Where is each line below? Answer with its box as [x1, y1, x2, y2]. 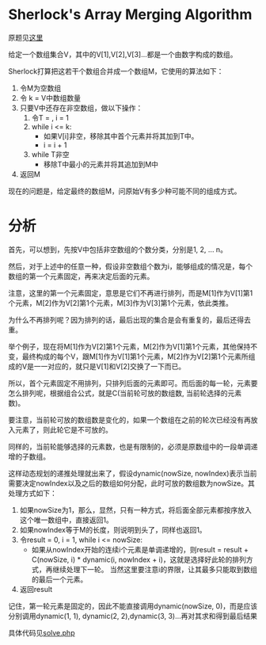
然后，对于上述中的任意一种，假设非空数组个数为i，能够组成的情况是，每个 [8, 261, 253, 271]
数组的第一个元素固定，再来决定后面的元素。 [8, 271, 154, 281]
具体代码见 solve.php [8, 628, 75, 637]
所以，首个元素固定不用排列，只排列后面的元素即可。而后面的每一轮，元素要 [8, 378, 258, 387]
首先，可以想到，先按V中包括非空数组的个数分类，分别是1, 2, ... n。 [8, 244, 228, 254]
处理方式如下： [8, 488, 57, 498]
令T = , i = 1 [31, 113, 69, 122]
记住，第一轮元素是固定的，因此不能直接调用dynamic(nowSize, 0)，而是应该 [8, 601, 258, 611]
